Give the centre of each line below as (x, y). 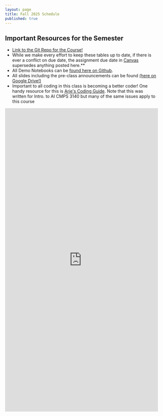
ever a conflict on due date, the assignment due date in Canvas (75, 60)
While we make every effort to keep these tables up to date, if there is (82, 55)
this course (23, 101)
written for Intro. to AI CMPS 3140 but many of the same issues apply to (84, 96)
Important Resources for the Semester (64, 38)
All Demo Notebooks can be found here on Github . (62, 70)
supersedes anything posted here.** (49, 66)
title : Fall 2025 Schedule (32, 14)
